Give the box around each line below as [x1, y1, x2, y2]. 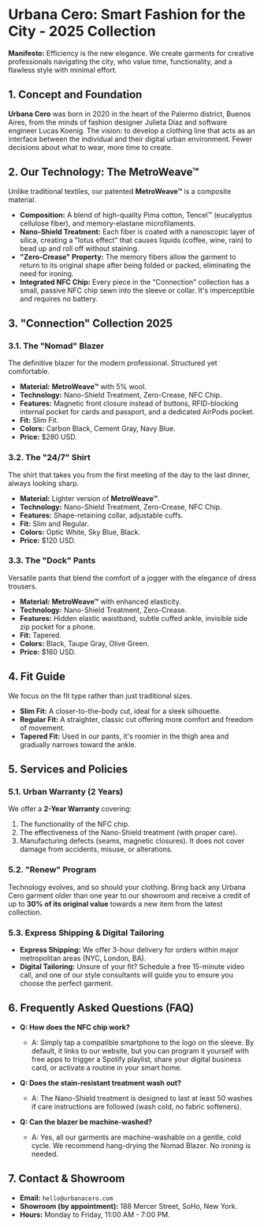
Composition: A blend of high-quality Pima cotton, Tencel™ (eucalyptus [19, 210, 252, 219]
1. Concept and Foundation [8, 88, 143, 102]
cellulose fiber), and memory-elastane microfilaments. [19, 219, 196, 228]
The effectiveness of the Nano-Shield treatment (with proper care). [19, 828, 238, 837]
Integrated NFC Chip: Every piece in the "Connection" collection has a [19, 277, 250, 286]
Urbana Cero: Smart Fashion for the [8, 6, 246, 24]
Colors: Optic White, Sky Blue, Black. [19, 527, 141, 537]
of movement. [19, 723, 65, 732]
